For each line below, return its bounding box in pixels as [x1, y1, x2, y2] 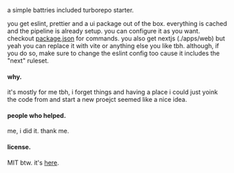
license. [7, 143, 31, 151]
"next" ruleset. [7, 57, 49, 65]
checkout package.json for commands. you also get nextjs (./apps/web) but [7, 34, 226, 43]
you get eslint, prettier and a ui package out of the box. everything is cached [7, 20, 228, 27]
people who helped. [7, 111, 66, 119]
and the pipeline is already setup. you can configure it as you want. [7, 27, 200, 35]
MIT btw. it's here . [7, 158, 59, 167]
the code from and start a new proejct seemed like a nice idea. [7, 96, 187, 104]
